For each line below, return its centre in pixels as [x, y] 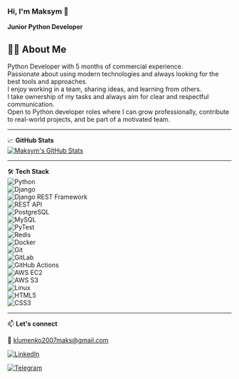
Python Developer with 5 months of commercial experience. [95, 66]
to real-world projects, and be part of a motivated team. [89, 120]
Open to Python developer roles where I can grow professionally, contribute [118, 112]
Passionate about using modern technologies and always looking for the [113, 74]
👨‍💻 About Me [37, 49]
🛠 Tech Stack [28, 172]
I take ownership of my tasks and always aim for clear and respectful [108, 97]
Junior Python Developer [45, 27]
